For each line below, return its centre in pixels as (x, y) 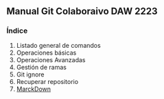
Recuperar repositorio (47, 82)
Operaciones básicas (46, 53)
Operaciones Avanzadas (51, 60)
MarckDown (33, 89)
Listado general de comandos (58, 46)
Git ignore (30, 74)
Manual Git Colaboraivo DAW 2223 (82, 11)
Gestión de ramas (41, 68)
